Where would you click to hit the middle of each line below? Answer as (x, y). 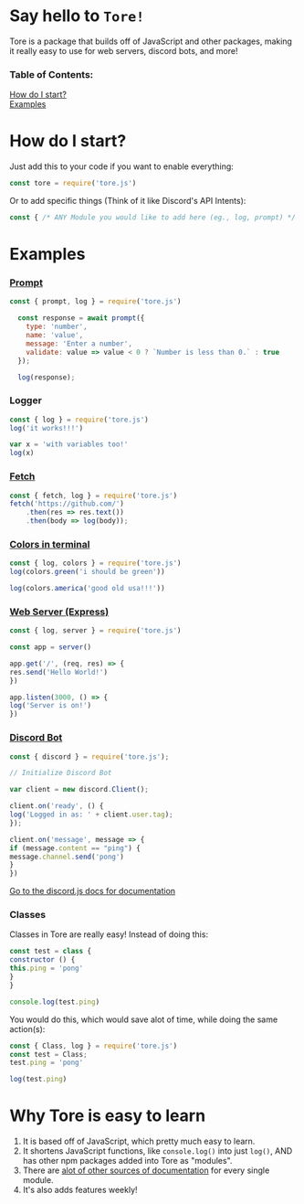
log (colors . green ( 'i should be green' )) (88, 572)
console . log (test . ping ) (55, 1002)
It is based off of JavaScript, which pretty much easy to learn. (139, 1141)
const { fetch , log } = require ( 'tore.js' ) (94, 495)
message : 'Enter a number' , (79, 344)
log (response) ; (47, 377)
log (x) (22, 453)
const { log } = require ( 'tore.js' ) (79, 420)
